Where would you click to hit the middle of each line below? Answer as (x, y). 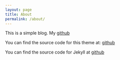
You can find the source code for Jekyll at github (55, 52)
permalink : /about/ (25, 19)
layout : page (19, 10)
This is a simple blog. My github (38, 33)
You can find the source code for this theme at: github (60, 43)
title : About (19, 14)
